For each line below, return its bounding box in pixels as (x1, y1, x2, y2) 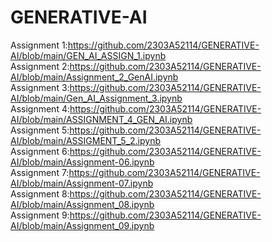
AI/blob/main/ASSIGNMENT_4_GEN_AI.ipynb (10, 113, 193, 125)
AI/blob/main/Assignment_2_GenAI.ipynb (10, 71, 179, 83)
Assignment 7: (10, 166, 70, 178)
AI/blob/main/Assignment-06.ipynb (10, 156, 155, 168)
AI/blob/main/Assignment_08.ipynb (10, 198, 155, 210)
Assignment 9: (10, 209, 70, 221)
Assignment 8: (10, 187, 70, 200)
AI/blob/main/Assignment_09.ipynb (10, 219, 155, 231)
